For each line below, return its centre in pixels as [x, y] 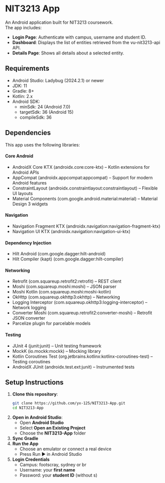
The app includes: [23, 27]
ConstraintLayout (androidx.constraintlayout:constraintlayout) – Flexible [85, 188]
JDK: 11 [20, 86]
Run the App [25, 444]
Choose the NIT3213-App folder [53, 433]
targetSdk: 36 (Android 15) [46, 112]
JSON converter [29, 318]
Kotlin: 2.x [22, 96]
